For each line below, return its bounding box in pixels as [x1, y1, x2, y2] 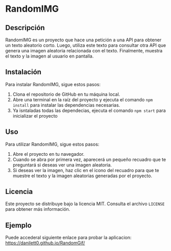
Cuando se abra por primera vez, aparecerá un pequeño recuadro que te [12, 156, 166, 162]
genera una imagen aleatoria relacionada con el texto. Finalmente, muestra [5, 48, 163, 53]
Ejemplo [5, 221, 32, 230]
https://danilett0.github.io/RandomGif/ [5, 240, 85, 246]
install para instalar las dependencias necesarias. [12, 102, 120, 108]
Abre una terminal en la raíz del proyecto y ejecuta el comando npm [12, 96, 153, 102]
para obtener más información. [5, 206, 70, 212]
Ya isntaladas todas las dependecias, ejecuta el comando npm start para [12, 107, 166, 114]
